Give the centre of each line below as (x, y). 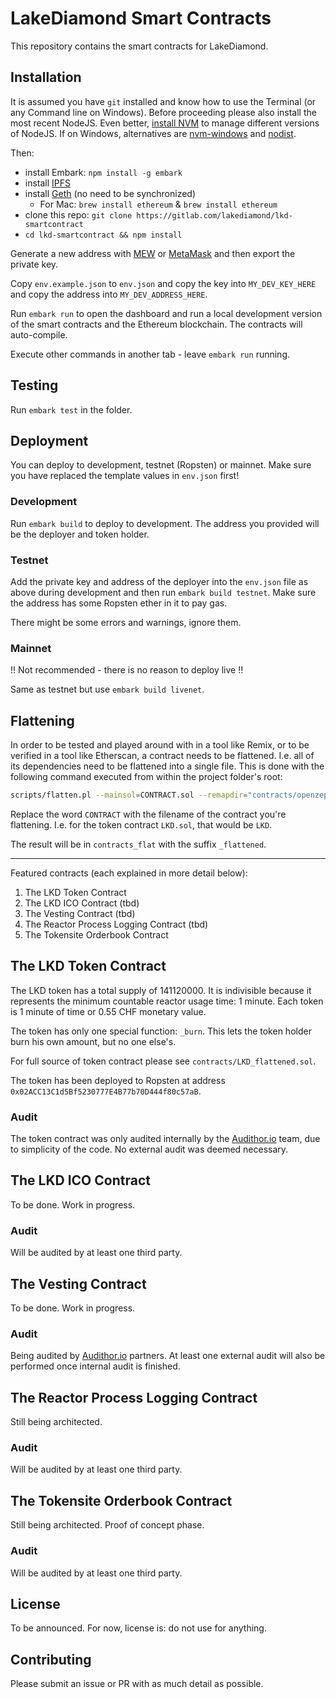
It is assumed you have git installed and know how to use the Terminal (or (163, 101)
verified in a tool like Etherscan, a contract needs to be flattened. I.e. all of (162, 756)
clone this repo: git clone (78, 214)
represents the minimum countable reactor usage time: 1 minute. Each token (167, 1001)
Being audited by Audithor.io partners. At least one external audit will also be (168, 1356)
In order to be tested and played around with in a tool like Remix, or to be (160, 745)
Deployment (49, 440)
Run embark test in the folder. (71, 409)
